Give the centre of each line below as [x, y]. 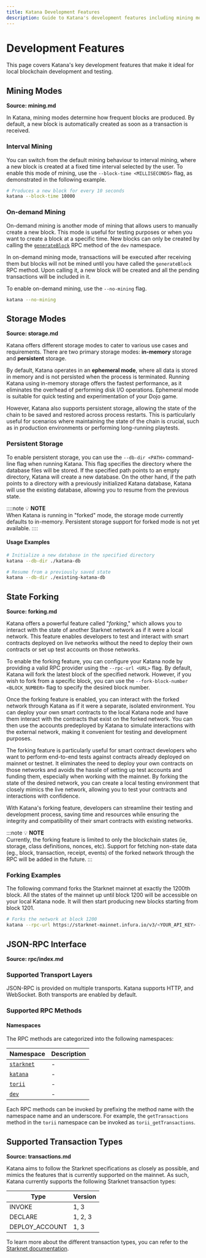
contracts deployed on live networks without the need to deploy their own [100, 643]
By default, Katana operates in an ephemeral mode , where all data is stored [102, 370]
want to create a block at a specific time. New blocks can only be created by [103, 238]
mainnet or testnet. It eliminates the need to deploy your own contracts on [100, 763]
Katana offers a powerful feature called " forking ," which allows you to [94, 623]
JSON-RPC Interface [47, 944]
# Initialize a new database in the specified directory [81, 555]
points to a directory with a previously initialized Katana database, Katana [99, 483]
